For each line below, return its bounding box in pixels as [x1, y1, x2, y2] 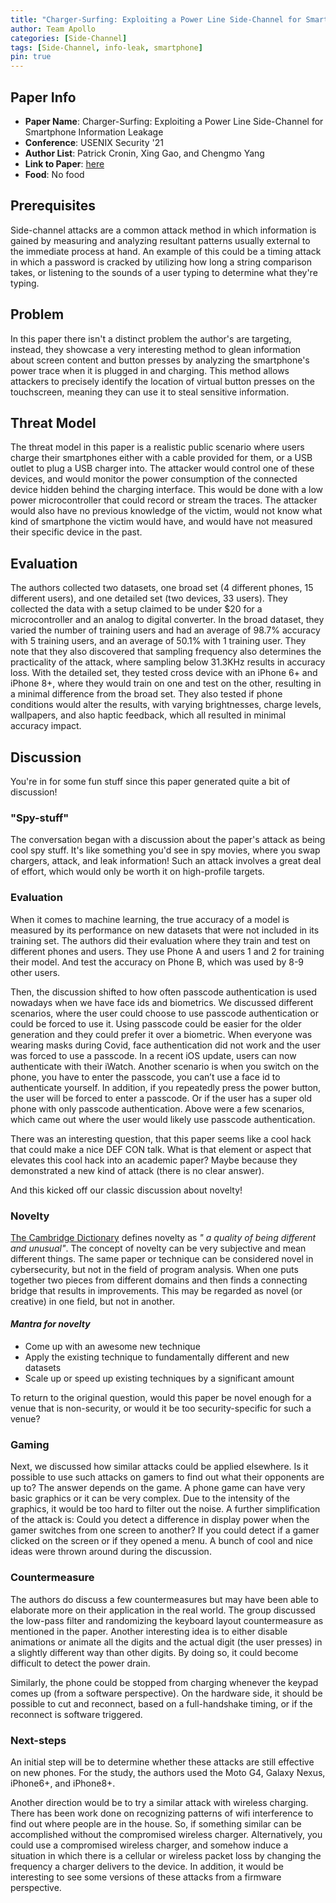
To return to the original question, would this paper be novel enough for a [10, 1392, 312, 1404]
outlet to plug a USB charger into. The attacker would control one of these [10, 462, 315, 475]
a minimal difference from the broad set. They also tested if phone [10, 688, 283, 700]
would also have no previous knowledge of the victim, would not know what [10, 505, 323, 517]
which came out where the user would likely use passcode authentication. [10, 1113, 316, 1125]
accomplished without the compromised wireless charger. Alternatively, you [10, 1828, 323, 1840]
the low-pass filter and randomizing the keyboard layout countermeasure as [10, 1614, 324, 1626]
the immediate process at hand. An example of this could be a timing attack [10, 245, 322, 257]
